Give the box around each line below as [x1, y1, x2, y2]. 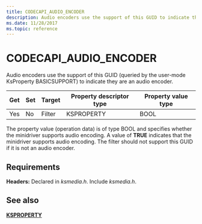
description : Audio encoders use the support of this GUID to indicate [6, 14, 189, 20]
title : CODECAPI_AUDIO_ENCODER [6, 8, 85, 15]
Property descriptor [71, 92, 129, 101]
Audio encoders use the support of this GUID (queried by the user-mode [6, 72, 186, 79]
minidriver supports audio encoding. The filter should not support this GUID [6, 138, 194, 145]
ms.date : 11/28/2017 [6, 20, 58, 26]
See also [6, 195, 39, 205]
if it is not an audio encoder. [6, 145, 75, 152]
